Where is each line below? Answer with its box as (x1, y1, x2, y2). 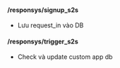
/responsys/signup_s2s (7, 6, 79, 14)
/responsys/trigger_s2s (7, 37, 79, 46)
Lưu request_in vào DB (17, 21, 84, 29)
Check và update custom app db (17, 53, 113, 61)
